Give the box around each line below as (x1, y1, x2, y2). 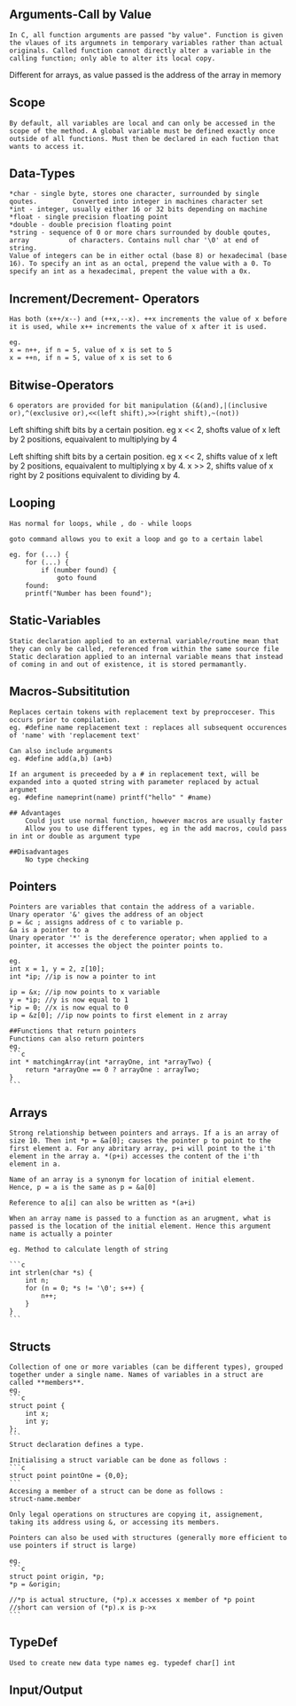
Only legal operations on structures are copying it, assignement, (9, 1510, 264, 1519)
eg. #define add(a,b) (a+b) (9, 754, 113, 763)
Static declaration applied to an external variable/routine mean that (9, 636, 279, 646)
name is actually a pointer (9, 1230, 113, 1238)
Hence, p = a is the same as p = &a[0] (9, 1183, 157, 1192)
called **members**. (9, 1378, 86, 1387)
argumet (9, 785, 38, 794)
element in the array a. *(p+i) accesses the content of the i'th (9, 1152, 260, 1161)
